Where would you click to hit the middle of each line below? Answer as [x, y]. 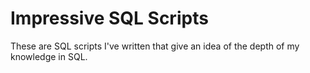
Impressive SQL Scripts [109, 18]
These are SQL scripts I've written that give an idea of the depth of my [155, 46]
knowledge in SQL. [49, 56]
